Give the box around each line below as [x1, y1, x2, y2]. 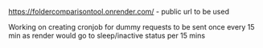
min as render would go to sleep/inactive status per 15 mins [8, 31, 206, 40]
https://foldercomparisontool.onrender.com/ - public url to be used [8, 7, 229, 16]
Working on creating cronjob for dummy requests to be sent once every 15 [8, 22, 255, 31]
